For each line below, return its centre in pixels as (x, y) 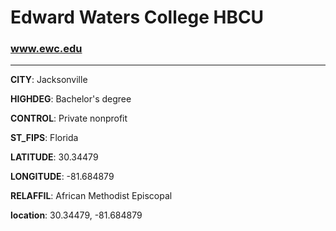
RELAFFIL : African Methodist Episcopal (91, 196)
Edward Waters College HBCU (137, 17)
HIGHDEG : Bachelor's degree (71, 99)
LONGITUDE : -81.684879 (62, 177)
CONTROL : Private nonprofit (69, 118)
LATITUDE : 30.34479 (54, 157)
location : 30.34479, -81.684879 (76, 215)
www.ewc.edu (46, 49)
